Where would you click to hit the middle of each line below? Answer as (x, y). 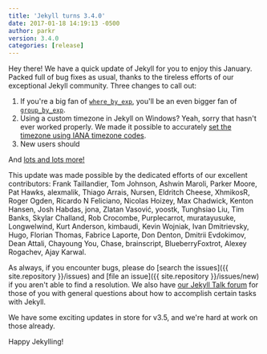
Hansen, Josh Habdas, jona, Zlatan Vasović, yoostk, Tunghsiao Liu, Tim (126, 209)
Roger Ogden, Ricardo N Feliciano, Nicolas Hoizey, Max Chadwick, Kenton (131, 201)
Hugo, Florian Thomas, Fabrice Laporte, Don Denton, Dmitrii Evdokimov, (127, 235)
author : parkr (32, 31)
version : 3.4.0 (34, 38)
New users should (50, 144)
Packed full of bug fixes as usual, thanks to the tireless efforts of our (121, 77)
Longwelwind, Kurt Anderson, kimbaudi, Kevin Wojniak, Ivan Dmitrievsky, (129, 227)
